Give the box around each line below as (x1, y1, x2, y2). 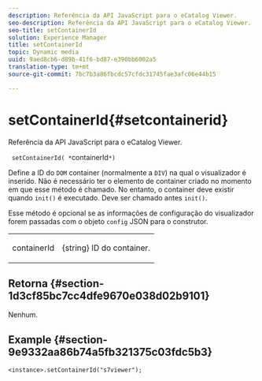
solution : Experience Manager (8, 33, 108, 42)
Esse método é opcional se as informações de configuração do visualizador (8, 208, 254, 218)
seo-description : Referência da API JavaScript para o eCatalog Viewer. (8, 19, 252, 27)
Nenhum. (8, 310, 38, 319)
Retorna (8, 277, 49, 290)
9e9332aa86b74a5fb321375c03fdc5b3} (8, 345, 212, 359)
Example (8, 333, 52, 346)
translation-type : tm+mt (8, 63, 90, 71)
